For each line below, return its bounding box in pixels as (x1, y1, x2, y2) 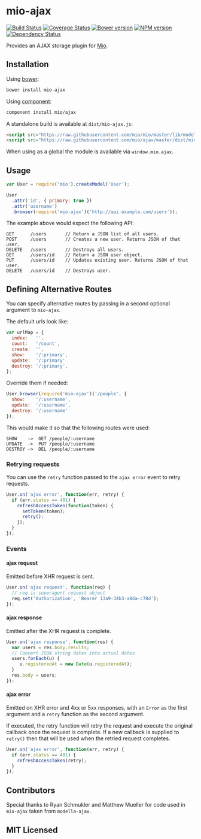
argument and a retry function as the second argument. (6, 710, 145, 717)
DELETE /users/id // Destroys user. (6, 268, 111, 274)
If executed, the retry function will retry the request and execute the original (6, 722, 193, 729)
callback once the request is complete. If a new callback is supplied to (6, 728, 179, 735)
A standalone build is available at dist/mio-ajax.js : (6, 120, 133, 127)
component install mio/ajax (6, 109, 77, 115)
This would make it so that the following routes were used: (6, 424, 150, 431)
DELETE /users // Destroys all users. (6, 247, 124, 253)
